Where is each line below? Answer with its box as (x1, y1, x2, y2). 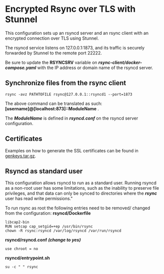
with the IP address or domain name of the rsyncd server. (37, 65, 153, 71)
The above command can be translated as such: (5, 100, 103, 106)
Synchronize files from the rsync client (5, 79, 126, 87)
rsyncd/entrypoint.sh (5, 255, 50, 261)
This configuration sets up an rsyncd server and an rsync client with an (5, 30, 149, 36)
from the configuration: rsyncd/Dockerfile (5, 210, 91, 216)
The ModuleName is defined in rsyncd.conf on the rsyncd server (5, 115, 139, 121)
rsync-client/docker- (98, 59, 142, 65)
